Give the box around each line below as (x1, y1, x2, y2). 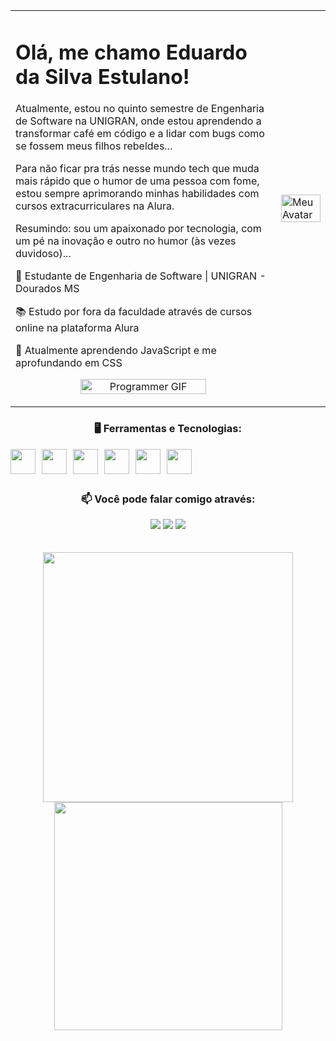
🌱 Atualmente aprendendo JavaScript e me (15, 344, 217, 358)
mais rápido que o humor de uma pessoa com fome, (15, 174, 260, 188)
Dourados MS (15, 282, 80, 296)
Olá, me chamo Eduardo (15, 39, 248, 65)
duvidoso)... (15, 247, 72, 261)
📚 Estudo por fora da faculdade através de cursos (15, 305, 253, 319)
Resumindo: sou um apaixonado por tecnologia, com (15, 222, 262, 236)
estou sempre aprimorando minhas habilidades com (15, 187, 260, 201)
